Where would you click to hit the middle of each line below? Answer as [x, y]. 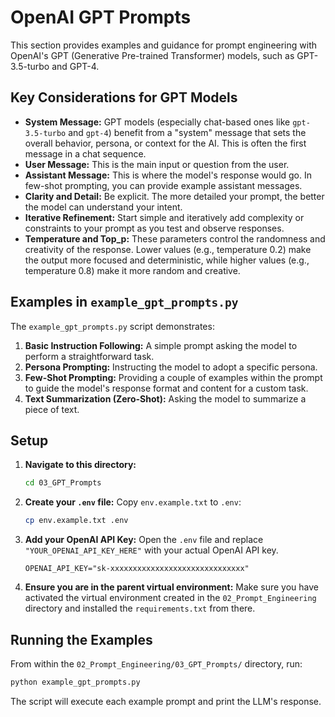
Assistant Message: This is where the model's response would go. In [168, 175]
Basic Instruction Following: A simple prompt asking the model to [161, 345]
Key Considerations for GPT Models [124, 97]
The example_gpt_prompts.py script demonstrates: [112, 326]
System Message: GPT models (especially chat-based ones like [157, 122]
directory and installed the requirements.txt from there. [140, 608]
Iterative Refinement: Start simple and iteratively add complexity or [164, 217]
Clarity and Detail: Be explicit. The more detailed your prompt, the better [174, 196]
